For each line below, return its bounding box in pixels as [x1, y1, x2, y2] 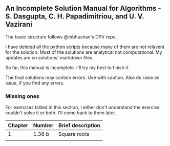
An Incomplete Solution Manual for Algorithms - [5, 4, 161, 13]
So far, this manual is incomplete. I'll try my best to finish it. [5, 64, 130, 71]
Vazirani [5, 20, 32, 29]
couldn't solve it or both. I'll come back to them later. [5, 110, 116, 116]
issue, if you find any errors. [5, 79, 65, 86]
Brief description [58, 122, 101, 129]
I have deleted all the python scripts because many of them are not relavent [5, 44, 165, 50]
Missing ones [5, 92, 39, 99]
